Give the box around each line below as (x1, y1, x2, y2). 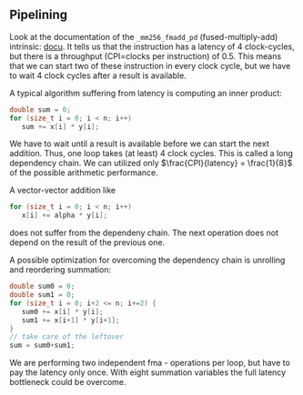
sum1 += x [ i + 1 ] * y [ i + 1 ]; (21, 315, 120, 325)
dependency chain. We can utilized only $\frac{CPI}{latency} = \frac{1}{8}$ (9, 158, 293, 169)
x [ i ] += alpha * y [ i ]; (21, 211, 107, 221)
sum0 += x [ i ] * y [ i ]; (21, 307, 104, 316)
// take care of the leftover (9, 332, 125, 341)
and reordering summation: (9, 264, 112, 275)
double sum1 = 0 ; (9, 291, 76, 300)
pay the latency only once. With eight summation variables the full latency (9, 367, 287, 378)
